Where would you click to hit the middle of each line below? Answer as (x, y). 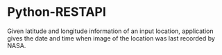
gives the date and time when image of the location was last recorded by (111, 38)
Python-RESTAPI (57, 12)
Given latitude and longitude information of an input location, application (110, 31)
